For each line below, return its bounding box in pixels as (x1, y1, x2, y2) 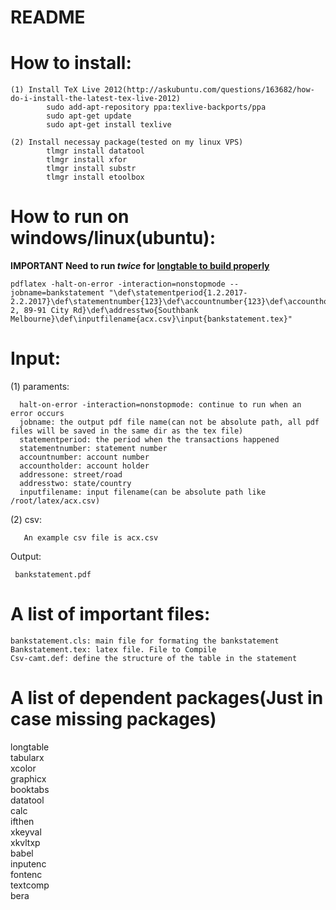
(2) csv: (10, 514, 42, 525)
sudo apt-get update (46, 111, 132, 121)
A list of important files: (10, 603, 211, 626)
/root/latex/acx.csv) (10, 496, 101, 506)
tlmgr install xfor (46, 155, 128, 165)
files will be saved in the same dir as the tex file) (10, 426, 244, 436)
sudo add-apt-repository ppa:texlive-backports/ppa (46, 102, 267, 113)
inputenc (10, 857, 47, 870)
